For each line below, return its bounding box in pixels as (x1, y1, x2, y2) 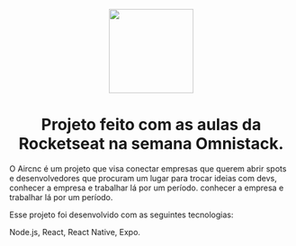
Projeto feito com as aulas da (40, 115, 262, 135)
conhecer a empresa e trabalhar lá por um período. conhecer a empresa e (9, 182, 284, 193)
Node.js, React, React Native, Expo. (9, 226, 141, 237)
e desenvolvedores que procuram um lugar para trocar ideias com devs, (9, 172, 277, 183)
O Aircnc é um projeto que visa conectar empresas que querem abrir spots (9, 163, 287, 174)
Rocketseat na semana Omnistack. (18, 134, 284, 154)
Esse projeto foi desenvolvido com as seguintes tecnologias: (9, 209, 234, 220)
